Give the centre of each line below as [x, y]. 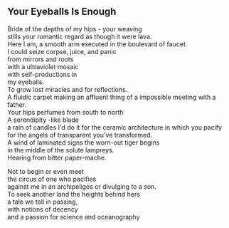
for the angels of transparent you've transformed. [80, 135]
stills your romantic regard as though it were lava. [80, 36]
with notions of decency [43, 209]
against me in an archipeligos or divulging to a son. [82, 186]
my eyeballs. [26, 82]
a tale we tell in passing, [43, 202]
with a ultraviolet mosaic [43, 66]
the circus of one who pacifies [52, 179]
